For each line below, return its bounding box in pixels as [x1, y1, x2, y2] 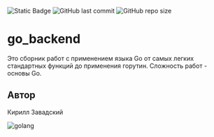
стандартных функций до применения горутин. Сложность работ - [7, 62, 208, 70]
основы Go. [7, 68, 42, 77]
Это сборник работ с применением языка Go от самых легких [7, 54, 194, 62]
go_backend [7, 31, 81, 47]
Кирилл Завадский [7, 108, 64, 116]
